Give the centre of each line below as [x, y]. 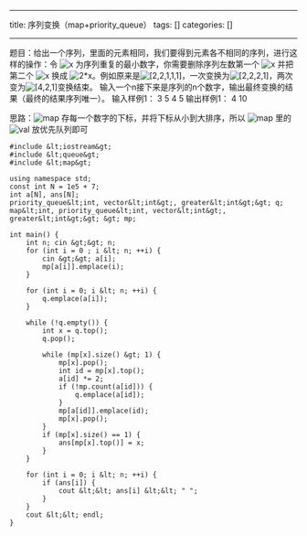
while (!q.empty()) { [67, 323]
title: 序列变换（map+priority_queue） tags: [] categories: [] [121, 25]
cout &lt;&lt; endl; [65, 515]
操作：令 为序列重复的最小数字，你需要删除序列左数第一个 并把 [159, 64]
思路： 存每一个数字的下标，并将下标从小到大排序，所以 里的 [151, 118]
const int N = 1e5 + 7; [55, 187]
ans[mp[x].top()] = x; [101, 443]
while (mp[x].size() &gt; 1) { [102, 355]
